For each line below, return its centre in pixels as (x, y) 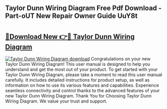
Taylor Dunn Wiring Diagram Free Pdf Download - (83, 8)
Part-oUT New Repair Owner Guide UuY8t (71, 16)
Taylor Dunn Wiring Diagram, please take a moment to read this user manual (84, 75)
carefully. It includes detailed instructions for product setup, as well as (77, 80)
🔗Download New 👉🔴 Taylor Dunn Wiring (70, 37)
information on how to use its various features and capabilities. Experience (82, 85)
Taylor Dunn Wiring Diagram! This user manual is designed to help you (78, 64)
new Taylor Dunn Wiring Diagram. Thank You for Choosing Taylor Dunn (78, 96)
